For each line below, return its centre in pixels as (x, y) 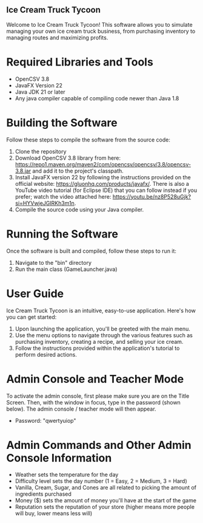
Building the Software (62, 122)
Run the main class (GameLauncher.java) (66, 269)
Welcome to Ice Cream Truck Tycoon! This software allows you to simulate (99, 24)
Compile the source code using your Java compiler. (79, 210)
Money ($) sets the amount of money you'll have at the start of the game (106, 501)
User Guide (35, 293)
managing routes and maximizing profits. (57, 37)
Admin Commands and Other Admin (99, 445)
